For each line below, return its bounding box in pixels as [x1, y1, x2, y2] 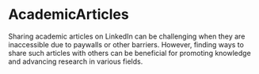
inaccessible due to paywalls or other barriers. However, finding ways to [8, 39, 244, 49]
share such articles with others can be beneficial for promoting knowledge [8, 48, 251, 57]
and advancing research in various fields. [8, 57, 143, 66]
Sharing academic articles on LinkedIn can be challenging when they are [8, 31, 246, 41]
